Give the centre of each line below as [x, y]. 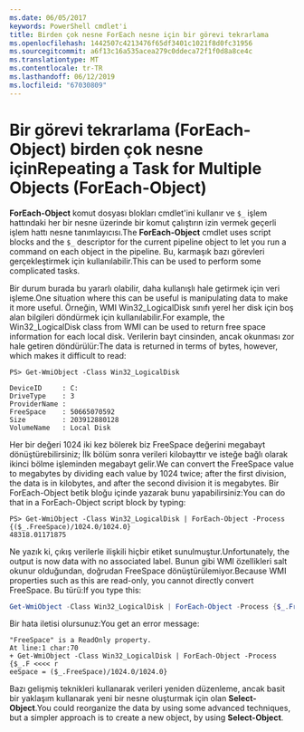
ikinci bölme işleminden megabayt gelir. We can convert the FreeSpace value [152, 464]
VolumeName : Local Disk [60, 428]
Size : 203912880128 [64, 419]
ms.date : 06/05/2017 [48, 18]
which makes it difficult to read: [68, 355]
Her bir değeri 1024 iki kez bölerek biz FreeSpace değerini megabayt [137, 444]
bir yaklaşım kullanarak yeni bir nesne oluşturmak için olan [118, 698]
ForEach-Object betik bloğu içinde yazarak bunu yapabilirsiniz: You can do [147, 492]
